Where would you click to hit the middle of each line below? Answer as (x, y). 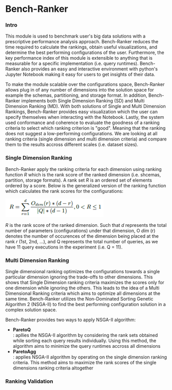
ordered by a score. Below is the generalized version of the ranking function (86, 185)
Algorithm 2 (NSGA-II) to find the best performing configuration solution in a (85, 305)
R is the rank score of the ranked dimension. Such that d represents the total (86, 225)
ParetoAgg (24, 352)
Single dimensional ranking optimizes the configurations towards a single (83, 272)
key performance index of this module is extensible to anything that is (79, 58)
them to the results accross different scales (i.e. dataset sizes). (72, 145)
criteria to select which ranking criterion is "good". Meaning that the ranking (85, 128)
